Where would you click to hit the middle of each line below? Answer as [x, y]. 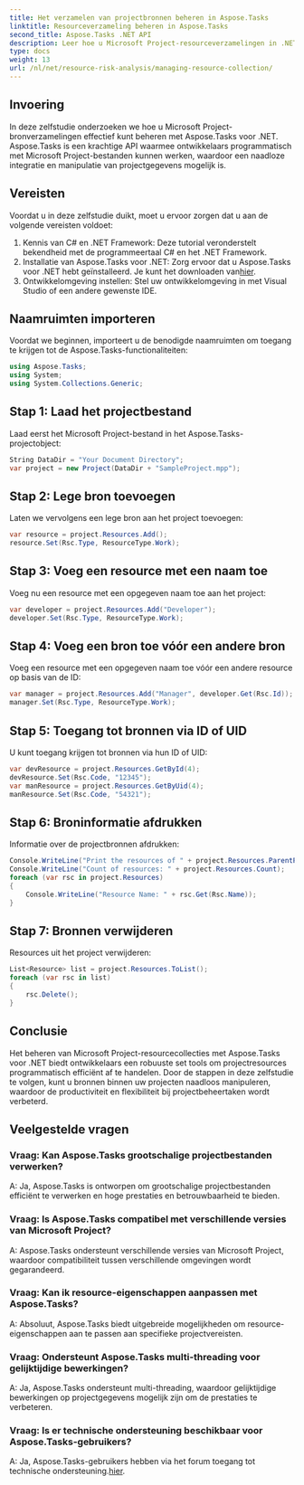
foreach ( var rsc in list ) [60, 978]
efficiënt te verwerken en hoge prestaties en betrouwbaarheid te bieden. [145, 1196]
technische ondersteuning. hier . [67, 1471]
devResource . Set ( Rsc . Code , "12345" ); [81, 777]
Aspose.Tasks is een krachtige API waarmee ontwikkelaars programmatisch [151, 146]
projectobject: [35, 443]
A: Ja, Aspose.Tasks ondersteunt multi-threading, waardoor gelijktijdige [143, 1388]
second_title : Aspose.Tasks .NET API [81, 34]
